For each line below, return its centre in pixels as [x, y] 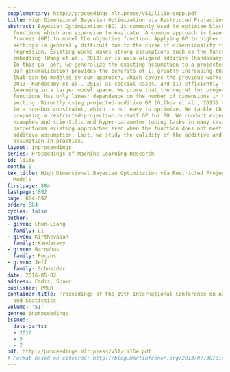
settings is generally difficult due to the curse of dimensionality [114, 45]
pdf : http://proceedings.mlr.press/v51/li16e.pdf [79, 352]
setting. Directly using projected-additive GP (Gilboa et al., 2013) [116, 103]
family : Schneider [40, 268]
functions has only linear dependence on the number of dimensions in [116, 97]
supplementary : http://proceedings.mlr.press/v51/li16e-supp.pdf [102, 13]
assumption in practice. [49, 141]
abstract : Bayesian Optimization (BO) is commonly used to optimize [107, 26]
